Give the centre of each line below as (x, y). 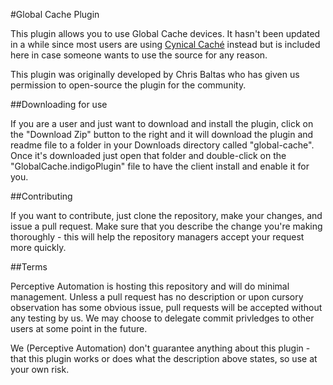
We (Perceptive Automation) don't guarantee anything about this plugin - (160, 348)
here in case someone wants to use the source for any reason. (139, 55)
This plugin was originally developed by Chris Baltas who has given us (155, 74)
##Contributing (41, 196)
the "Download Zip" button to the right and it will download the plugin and (162, 134)
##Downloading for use (59, 104)
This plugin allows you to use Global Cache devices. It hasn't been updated (165, 33)
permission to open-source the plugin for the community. (128, 85)
